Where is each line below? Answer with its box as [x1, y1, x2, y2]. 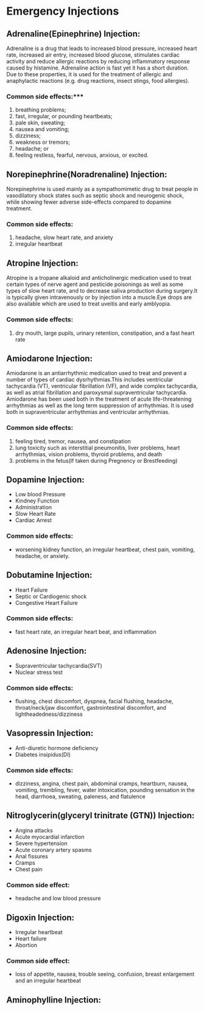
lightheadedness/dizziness [15, 710, 83, 718]
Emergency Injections [6, 4, 119, 18]
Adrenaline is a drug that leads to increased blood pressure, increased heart [6, 45, 197, 52]
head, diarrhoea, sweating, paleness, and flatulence [15, 793, 146, 800]
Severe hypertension [15, 840, 68, 847]
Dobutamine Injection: [6, 570, 93, 581]
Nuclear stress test [15, 668, 63, 676]
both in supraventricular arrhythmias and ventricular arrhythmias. [6, 409, 170, 416]
